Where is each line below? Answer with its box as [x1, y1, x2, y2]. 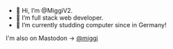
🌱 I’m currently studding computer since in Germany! [15, 21, 167, 29]
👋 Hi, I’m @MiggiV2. [15, 7, 73, 14]
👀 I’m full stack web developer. [15, 14, 104, 22]
